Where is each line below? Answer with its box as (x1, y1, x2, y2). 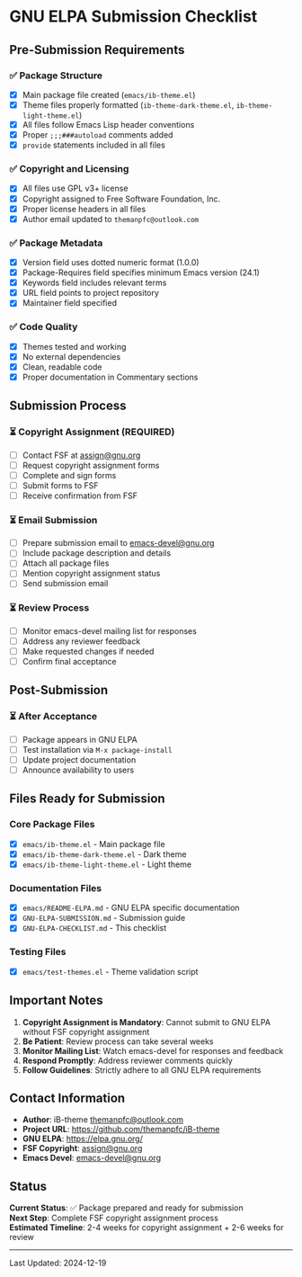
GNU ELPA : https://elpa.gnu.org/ (22, 1133, 144, 1144)
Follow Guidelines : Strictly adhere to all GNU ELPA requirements (22, 1064, 262, 1076)
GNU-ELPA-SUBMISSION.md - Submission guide (22, 913, 186, 924)
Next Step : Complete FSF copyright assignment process (9, 1212, 218, 1224)
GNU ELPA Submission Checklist (9, 6, 258, 27)
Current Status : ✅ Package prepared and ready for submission (9, 1202, 244, 1213)
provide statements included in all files (22, 139, 166, 150)
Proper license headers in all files (22, 203, 147, 214)
